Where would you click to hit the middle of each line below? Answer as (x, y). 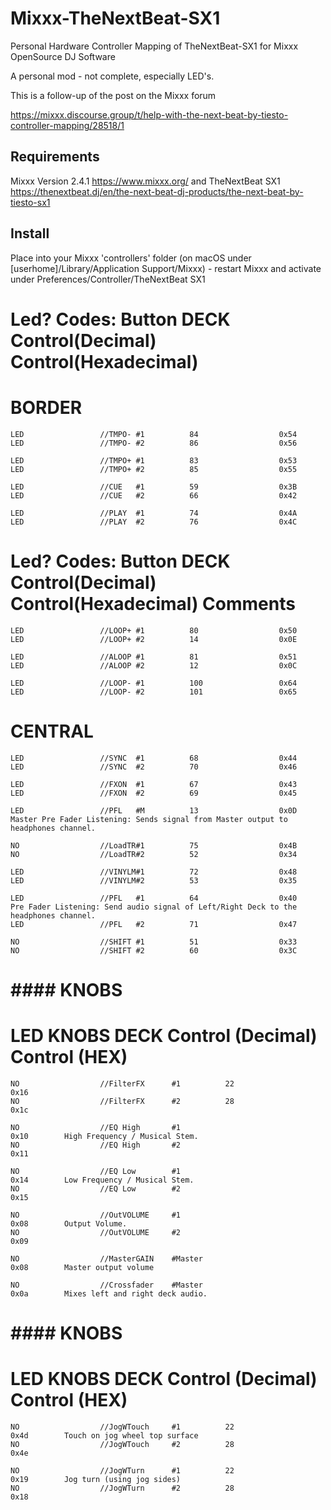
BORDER (46, 407)
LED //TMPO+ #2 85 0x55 (154, 469)
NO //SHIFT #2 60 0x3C (154, 950)
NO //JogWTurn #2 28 (122, 1488)
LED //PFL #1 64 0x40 (154, 898)
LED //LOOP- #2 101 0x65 (154, 692)
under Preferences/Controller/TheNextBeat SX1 (108, 279)
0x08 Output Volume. (69, 1223)
